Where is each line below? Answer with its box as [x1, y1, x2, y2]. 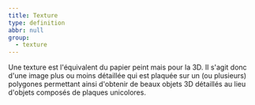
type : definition [8, 19, 66, 27]
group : [8, 33, 30, 42]
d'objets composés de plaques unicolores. [8, 88, 146, 97]
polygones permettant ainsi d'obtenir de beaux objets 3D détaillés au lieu [8, 80, 246, 89]
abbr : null [8, 26, 44, 34]
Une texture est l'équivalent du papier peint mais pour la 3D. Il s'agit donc [8, 62, 247, 72]
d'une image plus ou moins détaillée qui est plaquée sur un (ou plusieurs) [8, 71, 247, 81]
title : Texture [8, 11, 58, 20]
